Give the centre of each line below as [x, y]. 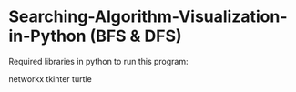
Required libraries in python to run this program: [98, 61]
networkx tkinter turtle [50, 78]
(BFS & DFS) [136, 36]
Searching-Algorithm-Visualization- [148, 17]
